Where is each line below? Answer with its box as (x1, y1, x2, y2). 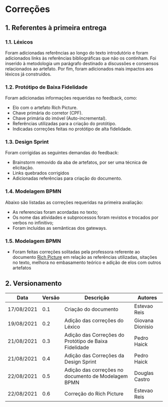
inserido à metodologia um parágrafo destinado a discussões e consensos (5, 60, 159, 66)
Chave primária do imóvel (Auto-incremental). (12, 115, 107, 121)
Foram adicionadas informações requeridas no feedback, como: (5, 95, 137, 101)
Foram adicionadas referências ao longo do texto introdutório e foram (5, 50, 148, 56)
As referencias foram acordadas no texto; (12, 209, 98, 215)
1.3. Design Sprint (5, 139, 49, 146)
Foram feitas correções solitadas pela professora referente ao (12, 249, 140, 255)
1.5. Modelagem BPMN (5, 237, 61, 244)
